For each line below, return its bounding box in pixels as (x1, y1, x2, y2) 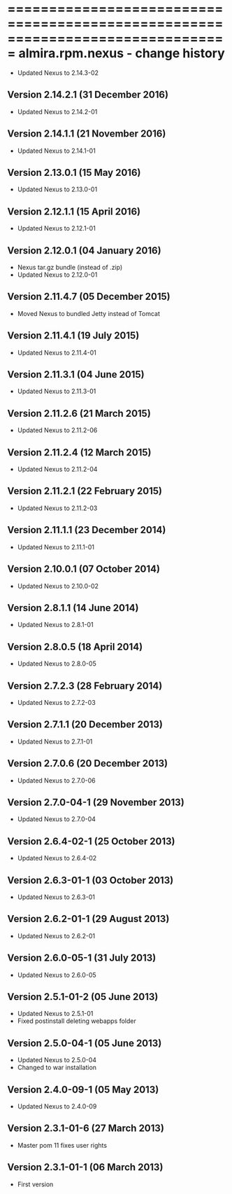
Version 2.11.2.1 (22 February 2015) (7, 485, 163, 497)
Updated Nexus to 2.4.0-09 (17, 1102, 97, 1111)
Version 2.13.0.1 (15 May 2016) (7, 166, 141, 179)
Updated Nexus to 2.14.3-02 (17, 68, 99, 77)
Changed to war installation (17, 1063, 96, 1072)
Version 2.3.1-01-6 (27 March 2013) (7, 1123, 164, 1134)
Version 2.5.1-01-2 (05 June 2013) (7, 991, 159, 1003)
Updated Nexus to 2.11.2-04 (17, 465, 98, 474)
